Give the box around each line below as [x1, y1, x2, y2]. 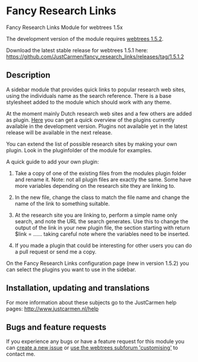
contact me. [6, 351, 36, 358]
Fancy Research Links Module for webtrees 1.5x [6, 24, 123, 31]
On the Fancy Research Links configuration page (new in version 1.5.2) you [6, 260, 189, 267]
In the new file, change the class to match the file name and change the [14, 194, 190, 201]
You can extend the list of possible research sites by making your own [6, 140, 177, 148]
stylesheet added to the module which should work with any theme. [6, 98, 172, 105]
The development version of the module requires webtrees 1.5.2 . [6, 35, 164, 42]
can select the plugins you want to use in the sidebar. [6, 265, 136, 273]
